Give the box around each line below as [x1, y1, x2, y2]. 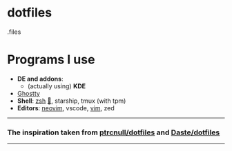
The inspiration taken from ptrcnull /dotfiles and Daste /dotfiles [7, 128, 220, 137]
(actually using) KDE [27, 81, 86, 90]
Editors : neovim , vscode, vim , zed [17, 103, 115, 112]
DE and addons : [17, 74, 64, 83]
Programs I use [7, 52, 95, 68]
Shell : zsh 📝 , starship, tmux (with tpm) [17, 97, 126, 105]
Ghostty [17, 89, 40, 97]
